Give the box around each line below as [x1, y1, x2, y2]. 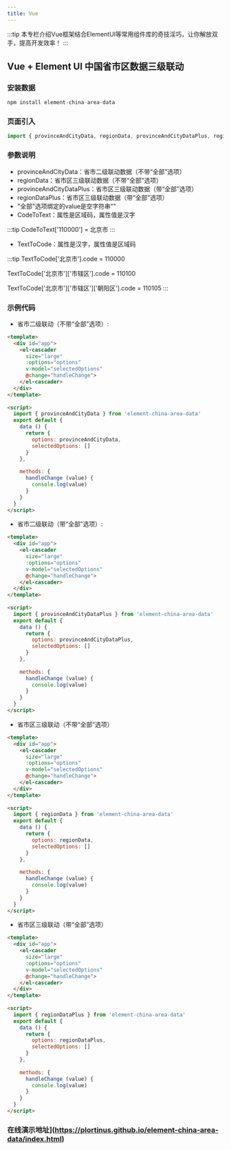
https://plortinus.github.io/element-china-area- [54, 1125, 219, 1135]
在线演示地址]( [7, 1125, 55, 1135]
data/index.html [7, 1134, 62, 1144]
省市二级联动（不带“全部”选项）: [16, 319, 109, 328]
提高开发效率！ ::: [19, 39, 69, 47]
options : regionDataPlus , [32, 1037, 107, 1044]
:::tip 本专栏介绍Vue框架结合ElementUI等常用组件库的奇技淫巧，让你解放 [7, 30, 212, 38]
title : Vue [7, 10, 38, 17]
